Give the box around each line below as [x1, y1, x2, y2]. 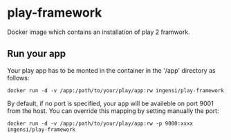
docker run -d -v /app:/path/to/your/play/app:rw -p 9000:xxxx [7, 120, 194, 127]
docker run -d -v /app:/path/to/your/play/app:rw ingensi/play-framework [7, 87, 225, 94]
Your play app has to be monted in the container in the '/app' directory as [7, 66, 216, 74]
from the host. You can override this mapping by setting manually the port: [7, 106, 219, 115]
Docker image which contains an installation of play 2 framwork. [7, 28, 190, 36]
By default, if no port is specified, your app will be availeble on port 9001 [7, 99, 214, 107]
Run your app [7, 48, 66, 60]
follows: [7, 73, 30, 82]
